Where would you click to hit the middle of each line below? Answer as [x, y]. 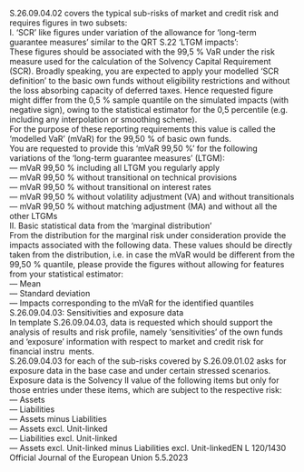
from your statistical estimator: [67, 274]
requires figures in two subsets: [69, 23]
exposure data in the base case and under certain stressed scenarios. [140, 371]
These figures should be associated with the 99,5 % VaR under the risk [142, 52]
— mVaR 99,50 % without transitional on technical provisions [123, 177]
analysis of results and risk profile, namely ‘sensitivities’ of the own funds [146, 332]
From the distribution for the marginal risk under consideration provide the [148, 235]
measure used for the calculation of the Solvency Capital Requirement [140, 61]
